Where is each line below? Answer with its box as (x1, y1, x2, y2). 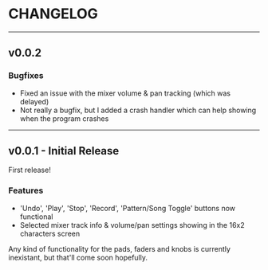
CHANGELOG (8, 5, 98, 23)
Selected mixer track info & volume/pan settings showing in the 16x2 (19, 220, 245, 229)
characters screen (19, 229, 81, 238)
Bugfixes (8, 70, 44, 81)
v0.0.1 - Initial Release (8, 144, 120, 158)
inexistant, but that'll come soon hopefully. (8, 252, 148, 262)
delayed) (19, 96, 49, 106)
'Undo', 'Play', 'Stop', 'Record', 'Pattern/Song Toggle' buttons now (19, 203, 236, 213)
